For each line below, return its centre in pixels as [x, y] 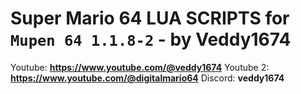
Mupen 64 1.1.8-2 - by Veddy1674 [151, 39]
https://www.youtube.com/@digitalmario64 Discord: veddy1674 [147, 78]
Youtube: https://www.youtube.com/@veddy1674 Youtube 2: [140, 67]
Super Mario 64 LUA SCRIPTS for [150, 18]
